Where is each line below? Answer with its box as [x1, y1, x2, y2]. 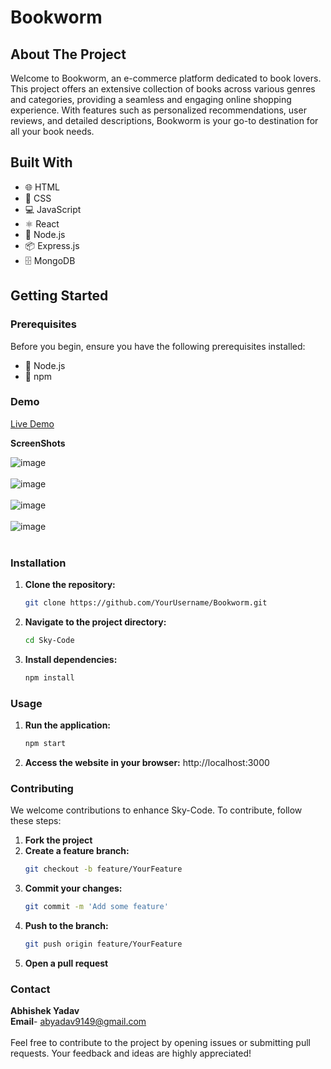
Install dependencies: [24, 653, 118, 665]
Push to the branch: [24, 919, 109, 931]
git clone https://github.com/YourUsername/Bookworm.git [24, 598, 268, 608]
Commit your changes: [24, 882, 123, 895]
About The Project [10, 46, 127, 63]
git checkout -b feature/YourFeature [24, 864, 183, 875]
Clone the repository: [24, 579, 116, 591]
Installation [10, 556, 67, 570]
